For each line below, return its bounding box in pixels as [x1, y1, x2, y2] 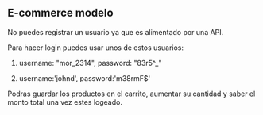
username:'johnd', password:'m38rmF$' [18, 73, 151, 82]
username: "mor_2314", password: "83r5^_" [18, 58, 162, 67]
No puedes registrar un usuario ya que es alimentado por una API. [7, 27, 224, 36]
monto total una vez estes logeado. [7, 97, 122, 106]
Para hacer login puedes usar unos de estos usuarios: [7, 43, 184, 52]
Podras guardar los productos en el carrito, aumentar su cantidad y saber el [7, 89, 256, 98]
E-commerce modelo [7, 6, 114, 20]
